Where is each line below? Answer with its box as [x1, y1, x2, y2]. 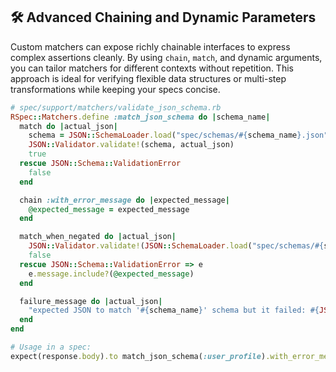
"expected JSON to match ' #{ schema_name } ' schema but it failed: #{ [28, 305, 320, 316]
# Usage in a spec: [10, 342, 92, 353]
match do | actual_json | [19, 121, 118, 131]
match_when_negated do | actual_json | [19, 232, 177, 242]
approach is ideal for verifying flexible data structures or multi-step [10, 72, 287, 84]
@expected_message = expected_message [28, 204, 190, 214]
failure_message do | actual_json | [19, 296, 163, 306]
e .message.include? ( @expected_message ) [28, 269, 195, 279]
